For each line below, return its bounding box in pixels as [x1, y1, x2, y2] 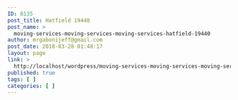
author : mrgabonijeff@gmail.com [7, 37, 103, 44]
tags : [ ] [7, 75, 37, 83]
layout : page [7, 50, 46, 57]
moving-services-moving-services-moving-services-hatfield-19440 [13, 30, 211, 37]
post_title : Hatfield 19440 [7, 17, 91, 24]
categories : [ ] [7, 82, 55, 89]
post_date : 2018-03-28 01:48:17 [7, 43, 103, 50]
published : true [7, 69, 55, 76]
